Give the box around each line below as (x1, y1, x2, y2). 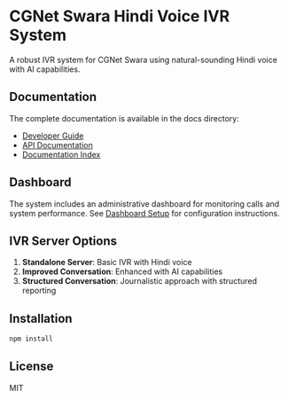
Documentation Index (21, 149, 101, 160)
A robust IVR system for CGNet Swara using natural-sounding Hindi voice (9, 54, 277, 65)
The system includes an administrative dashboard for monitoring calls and (9, 198, 280, 209)
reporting (21, 286, 57, 296)
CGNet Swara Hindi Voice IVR (9, 6, 230, 27)
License (9, 359, 54, 374)
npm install (9, 334, 53, 343)
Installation (9, 310, 73, 325)
